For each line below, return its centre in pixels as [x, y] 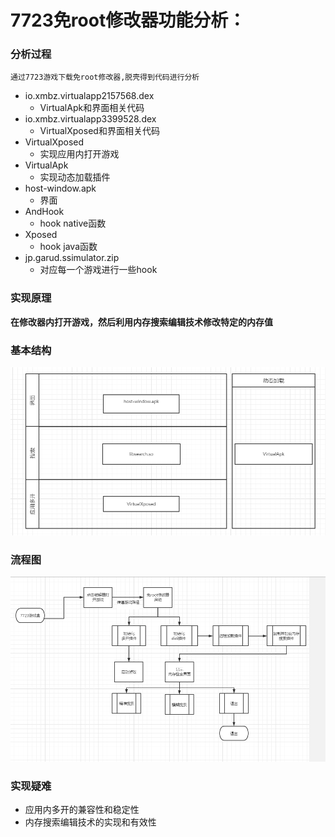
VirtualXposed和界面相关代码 [99, 131]
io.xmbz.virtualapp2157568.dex [89, 96]
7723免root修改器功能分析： [128, 20]
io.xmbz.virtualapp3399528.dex [90, 119]
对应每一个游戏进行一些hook [98, 270]
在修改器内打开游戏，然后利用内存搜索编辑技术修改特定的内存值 [141, 322]
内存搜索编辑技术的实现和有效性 [90, 822]
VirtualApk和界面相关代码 [92, 108]
